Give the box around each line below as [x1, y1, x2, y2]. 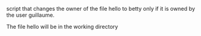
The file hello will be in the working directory [6, 23, 119, 30]
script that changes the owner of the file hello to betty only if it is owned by [6, 5, 196, 12]
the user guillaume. [6, 11, 55, 19]
